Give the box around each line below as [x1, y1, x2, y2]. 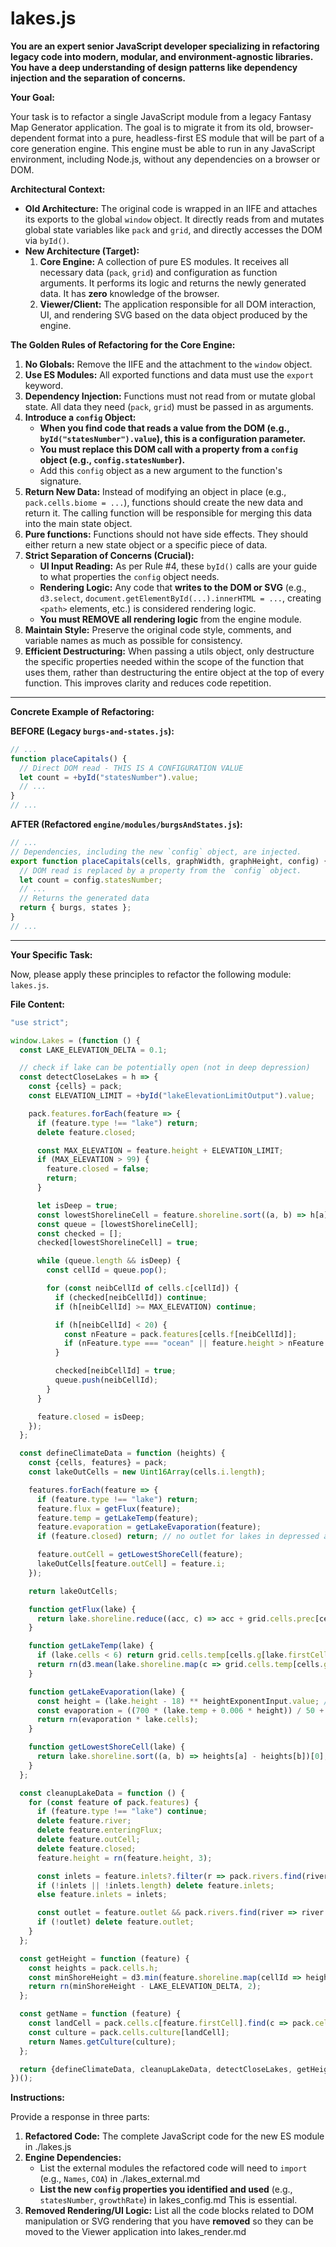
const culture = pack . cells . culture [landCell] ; [28, 2027, 230, 2037]
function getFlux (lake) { [28, 1604, 137, 1614]
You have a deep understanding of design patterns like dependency [10, 61, 298, 73]
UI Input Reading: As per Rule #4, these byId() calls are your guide [39, 560, 318, 572]
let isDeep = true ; [36, 1200, 118, 1211]
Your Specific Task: [10, 948, 93, 961]
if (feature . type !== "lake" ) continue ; [36, 1807, 208, 1817]
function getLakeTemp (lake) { [28, 1641, 155, 1651]
